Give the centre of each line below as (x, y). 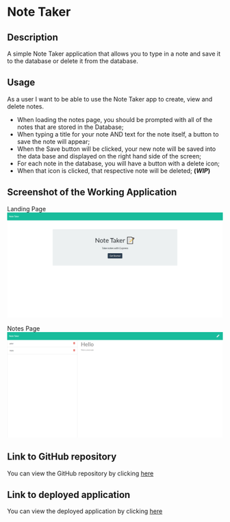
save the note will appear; (53, 141)
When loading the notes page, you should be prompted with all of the (115, 119)
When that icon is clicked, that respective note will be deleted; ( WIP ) (114, 170)
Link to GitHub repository (62, 457)
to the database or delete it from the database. (73, 61)
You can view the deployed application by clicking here (85, 511)
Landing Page (27, 209)
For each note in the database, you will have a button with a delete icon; (118, 163)
